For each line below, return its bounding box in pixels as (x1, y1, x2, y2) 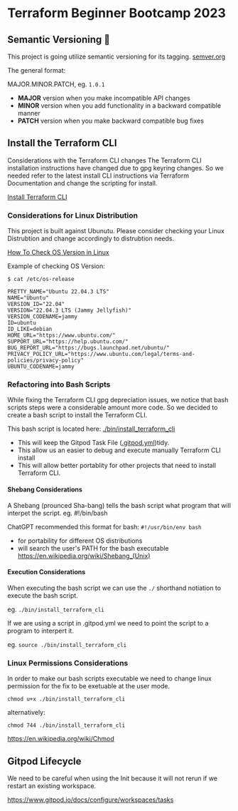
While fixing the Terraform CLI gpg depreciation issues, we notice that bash (7, 396, 229, 404)
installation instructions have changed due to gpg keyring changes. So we (7, 163, 224, 172)
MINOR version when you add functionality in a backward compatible (17, 101, 222, 110)
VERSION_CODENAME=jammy (7, 313, 78, 320)
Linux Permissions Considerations (7, 658, 129, 668)
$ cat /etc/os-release (7, 276, 75, 283)
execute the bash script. (7, 591, 78, 600)
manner (17, 109, 40, 117)
